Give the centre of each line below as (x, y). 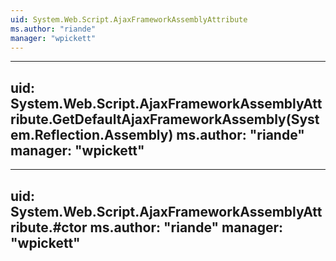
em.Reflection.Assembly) (92, 134)
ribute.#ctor (49, 227)
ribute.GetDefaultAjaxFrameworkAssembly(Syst (165, 119)
